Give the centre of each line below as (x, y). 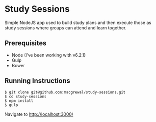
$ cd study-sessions (26, 97)
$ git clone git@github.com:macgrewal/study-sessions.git (65, 92)
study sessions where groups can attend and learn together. (65, 27)
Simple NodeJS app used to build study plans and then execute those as (78, 23)
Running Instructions (38, 81)
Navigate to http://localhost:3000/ (39, 114)
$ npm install (19, 101)
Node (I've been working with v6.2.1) (49, 55)
